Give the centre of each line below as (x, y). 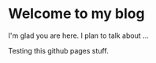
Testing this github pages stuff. (58, 50)
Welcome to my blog (76, 14)
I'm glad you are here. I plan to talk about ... (79, 35)
